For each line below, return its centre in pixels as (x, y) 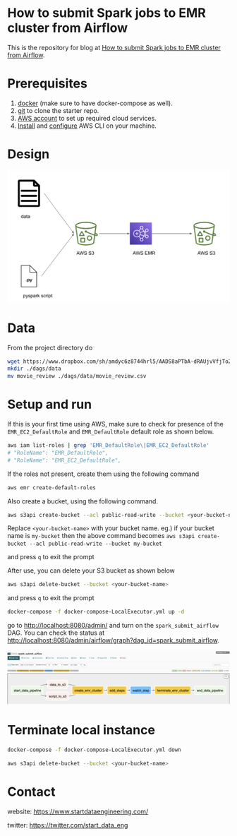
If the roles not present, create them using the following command (103, 474)
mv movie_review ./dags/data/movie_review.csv (77, 376)
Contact (31, 792)
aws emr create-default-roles (52, 488)
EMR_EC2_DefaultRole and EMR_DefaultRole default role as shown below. (111, 431)
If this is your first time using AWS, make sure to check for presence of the (116, 424)
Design (29, 154)
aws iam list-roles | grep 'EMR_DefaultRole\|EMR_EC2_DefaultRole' (109, 446)
